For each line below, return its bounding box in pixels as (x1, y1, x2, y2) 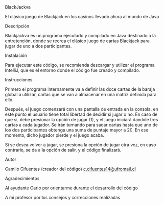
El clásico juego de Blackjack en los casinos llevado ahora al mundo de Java (5, 14, 159, 19)
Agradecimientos (5, 176, 40, 181)
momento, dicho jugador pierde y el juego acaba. (5, 132, 104, 138)
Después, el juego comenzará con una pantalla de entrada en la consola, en (5, 106, 158, 112)
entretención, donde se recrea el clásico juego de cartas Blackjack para (5, 38, 150, 44)
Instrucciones (5, 77, 33, 82)
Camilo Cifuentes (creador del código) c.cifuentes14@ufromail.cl (5, 166, 136, 172)
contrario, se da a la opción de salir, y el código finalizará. (5, 147, 121, 153)
